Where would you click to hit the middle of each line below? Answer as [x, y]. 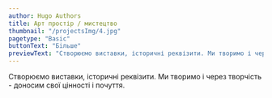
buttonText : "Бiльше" [45, 46]
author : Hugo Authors [45, 16]
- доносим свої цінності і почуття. [67, 85]
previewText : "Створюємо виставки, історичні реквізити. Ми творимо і [130, 53]
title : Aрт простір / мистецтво [63, 23]
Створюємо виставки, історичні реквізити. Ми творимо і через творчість [135, 77]
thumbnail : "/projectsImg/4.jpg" [65, 31]
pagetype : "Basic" [39, 38]
